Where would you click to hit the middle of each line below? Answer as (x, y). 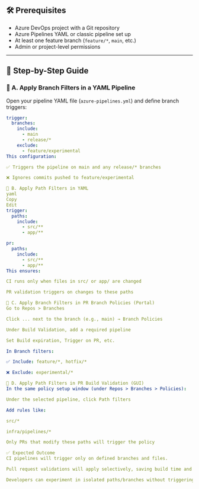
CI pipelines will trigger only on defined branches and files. (87, 459)
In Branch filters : (30, 351)
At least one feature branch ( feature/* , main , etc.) (75, 40)
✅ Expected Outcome (31, 453)
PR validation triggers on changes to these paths (70, 292)
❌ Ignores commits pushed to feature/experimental (70, 178)
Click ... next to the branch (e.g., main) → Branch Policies (84, 319)
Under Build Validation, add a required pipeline (69, 330)
